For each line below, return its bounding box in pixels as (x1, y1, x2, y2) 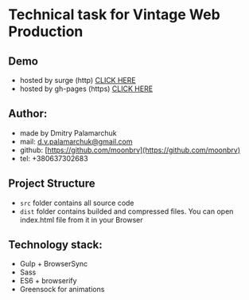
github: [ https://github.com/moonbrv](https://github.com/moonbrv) (19, 145, 241, 155)
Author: (8, 107, 48, 120)
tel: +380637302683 (19, 153, 89, 163)
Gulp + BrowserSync (19, 259, 88, 269)
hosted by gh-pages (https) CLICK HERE (19, 84, 154, 93)
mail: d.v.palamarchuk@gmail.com (19, 136, 133, 146)
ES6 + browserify (19, 276, 77, 286)
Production (8, 22, 84, 41)
